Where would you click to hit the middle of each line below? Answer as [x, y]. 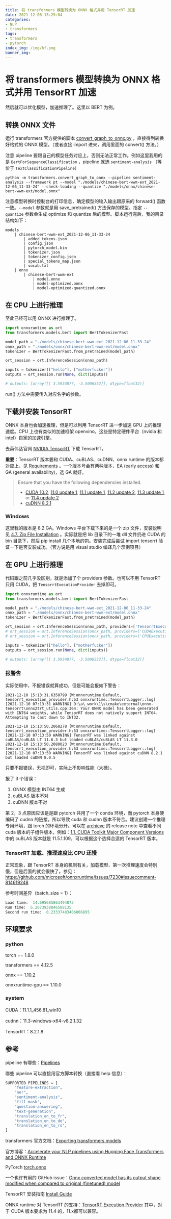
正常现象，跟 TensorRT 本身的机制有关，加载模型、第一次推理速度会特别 [81, 865]
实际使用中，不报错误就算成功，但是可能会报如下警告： [63, 685]
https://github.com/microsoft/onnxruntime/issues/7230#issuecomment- [81, 877]
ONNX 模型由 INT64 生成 [39, 789]
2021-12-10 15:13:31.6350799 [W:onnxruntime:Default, [64, 695]
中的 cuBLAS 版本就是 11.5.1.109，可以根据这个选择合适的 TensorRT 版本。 [83, 838]
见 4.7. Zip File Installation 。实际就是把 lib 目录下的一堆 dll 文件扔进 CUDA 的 [85, 535]
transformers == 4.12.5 [29, 965]
